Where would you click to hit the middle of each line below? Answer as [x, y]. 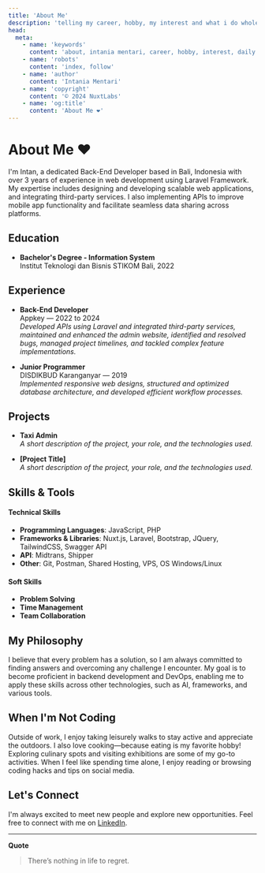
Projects [29, 416]
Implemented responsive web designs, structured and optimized [124, 383]
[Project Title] [43, 459]
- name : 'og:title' [54, 103]
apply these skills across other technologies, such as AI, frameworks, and [128, 685]
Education [34, 239]
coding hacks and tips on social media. [72, 770]
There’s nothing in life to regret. [78, 860]
